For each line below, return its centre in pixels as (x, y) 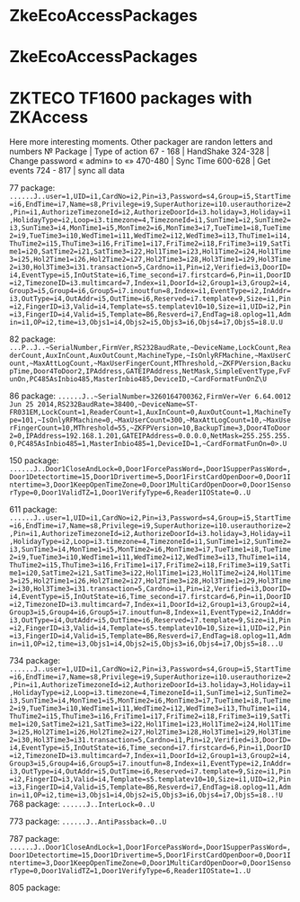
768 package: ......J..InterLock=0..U (82, 804)
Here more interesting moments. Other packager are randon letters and (141, 142)
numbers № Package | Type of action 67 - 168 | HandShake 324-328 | (139, 152)
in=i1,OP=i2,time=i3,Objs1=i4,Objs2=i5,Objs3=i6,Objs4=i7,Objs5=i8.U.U (146, 323)
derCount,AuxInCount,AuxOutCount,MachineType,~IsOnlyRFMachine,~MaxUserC (150, 356)
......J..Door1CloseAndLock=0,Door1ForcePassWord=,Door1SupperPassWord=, (150, 469)
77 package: (32, 188)
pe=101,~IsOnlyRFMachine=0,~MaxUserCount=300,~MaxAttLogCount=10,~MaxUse (150, 420)
